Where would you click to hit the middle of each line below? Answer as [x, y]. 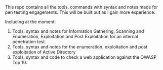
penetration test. [29, 42]
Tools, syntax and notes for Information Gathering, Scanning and [78, 31]
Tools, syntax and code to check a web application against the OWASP [84, 57]
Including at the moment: [30, 22]
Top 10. [20, 62]
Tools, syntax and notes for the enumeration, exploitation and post [80, 47]
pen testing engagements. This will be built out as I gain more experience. [80, 12]
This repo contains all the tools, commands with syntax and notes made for [81, 7]
